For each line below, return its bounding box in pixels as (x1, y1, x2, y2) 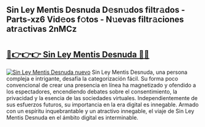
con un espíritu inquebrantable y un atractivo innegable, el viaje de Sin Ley (6, 107, 195, 115)
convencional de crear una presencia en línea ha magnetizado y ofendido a (6, 82, 196, 89)
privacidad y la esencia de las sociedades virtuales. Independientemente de (6, 95, 198, 101)
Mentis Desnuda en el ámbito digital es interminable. (6, 114, 139, 121)
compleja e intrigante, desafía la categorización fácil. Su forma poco (6, 75, 179, 82)
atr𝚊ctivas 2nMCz (6, 24, 77, 34)
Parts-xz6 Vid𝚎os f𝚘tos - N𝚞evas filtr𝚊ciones (6, 15, 184, 25)
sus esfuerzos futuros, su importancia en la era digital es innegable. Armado (6, 101, 199, 108)
